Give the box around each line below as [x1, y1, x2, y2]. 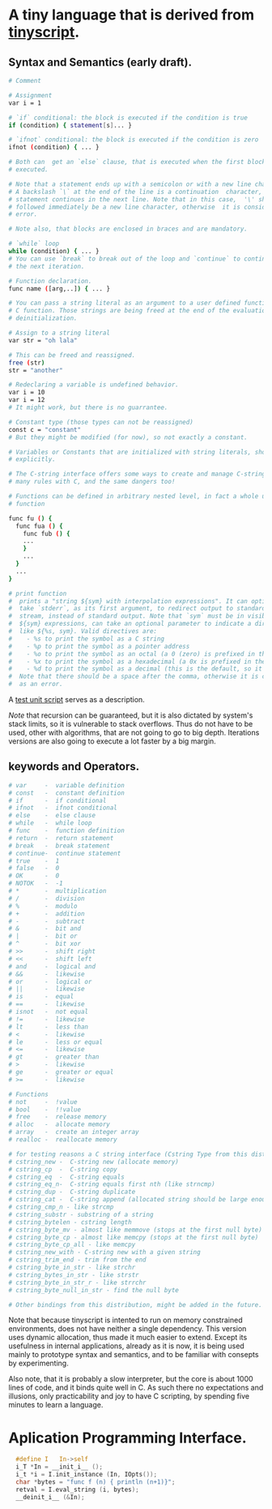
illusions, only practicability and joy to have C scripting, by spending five [8, 1391, 249, 1401]
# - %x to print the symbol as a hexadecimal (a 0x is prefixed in [8, 657, 252, 666]
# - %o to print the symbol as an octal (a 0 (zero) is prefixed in [8, 649, 255, 658]
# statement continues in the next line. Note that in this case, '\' [8, 195, 255, 204]
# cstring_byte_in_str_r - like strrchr [8, 1278, 147, 1287]
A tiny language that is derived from [8, 6, 255, 24]
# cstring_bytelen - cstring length [8, 1218, 132, 1227]
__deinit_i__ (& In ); [15, 1493, 85, 1501]
